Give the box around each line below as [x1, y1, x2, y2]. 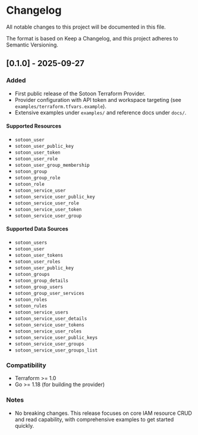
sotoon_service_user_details [14, 316, 87, 322]
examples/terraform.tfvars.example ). [14, 102, 107, 110]
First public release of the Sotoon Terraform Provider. [14, 90, 146, 97]
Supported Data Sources [6, 225, 68, 232]
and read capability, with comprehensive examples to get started [14, 415, 174, 423]
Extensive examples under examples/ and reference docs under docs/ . [14, 108, 187, 116]
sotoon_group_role [14, 175, 61, 181]
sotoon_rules [14, 303, 48, 309]
